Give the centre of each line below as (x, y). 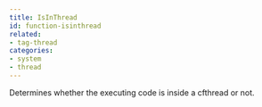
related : (25, 34)
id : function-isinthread (55, 26)
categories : (31, 51)
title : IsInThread (43, 17)
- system (25, 59)
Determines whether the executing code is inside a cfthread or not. (132, 92)
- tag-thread (33, 42)
